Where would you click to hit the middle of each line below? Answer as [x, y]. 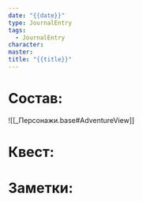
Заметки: [41, 188]
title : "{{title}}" [40, 60]
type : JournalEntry [40, 23]
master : [21, 52]
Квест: [32, 152]
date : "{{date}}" [37, 15]
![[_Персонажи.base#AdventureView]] [71, 120]
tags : [17, 30]
